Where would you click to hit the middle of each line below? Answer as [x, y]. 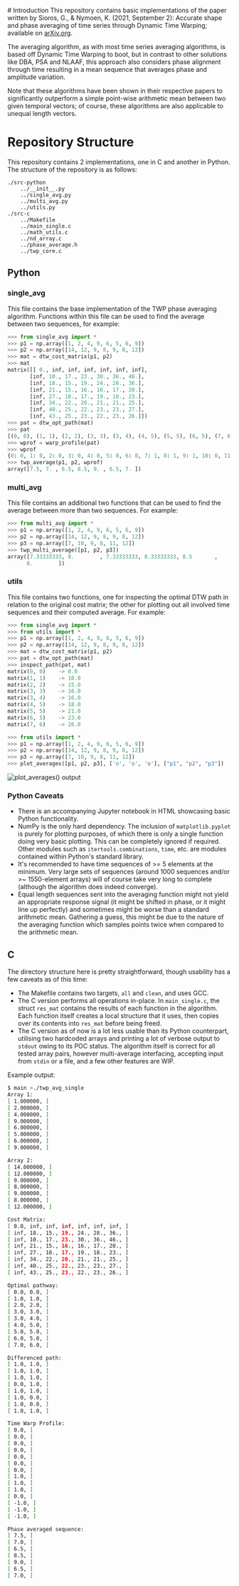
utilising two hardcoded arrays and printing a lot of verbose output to [119, 1039]
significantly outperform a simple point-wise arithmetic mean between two [117, 98]
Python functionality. [48, 819]
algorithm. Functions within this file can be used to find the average [106, 316]
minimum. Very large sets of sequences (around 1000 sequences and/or [123, 872]
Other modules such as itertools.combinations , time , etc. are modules [122, 849]
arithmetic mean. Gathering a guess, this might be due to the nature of [121, 917]
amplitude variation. [36, 77]
